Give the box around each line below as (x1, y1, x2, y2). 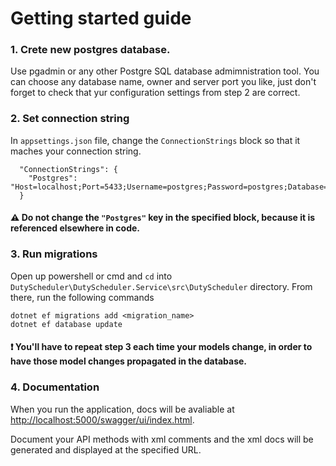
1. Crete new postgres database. (10, 43, 171, 57)
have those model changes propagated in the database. (10, 355, 248, 367)
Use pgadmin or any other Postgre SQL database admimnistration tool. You (10, 65, 320, 77)
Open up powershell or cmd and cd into (10, 270, 173, 282)
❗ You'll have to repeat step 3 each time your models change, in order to (10, 341, 313, 353)
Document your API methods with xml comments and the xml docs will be (10, 433, 314, 445)
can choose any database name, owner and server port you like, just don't (10, 76, 317, 88)
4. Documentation (10, 380, 100, 394)
